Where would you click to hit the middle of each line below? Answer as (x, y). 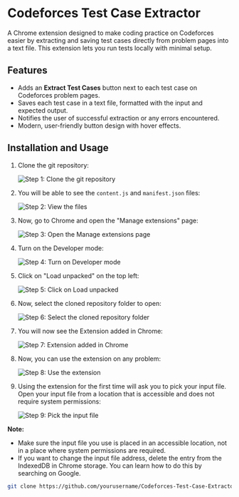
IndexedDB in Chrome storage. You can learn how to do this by (110, 466)
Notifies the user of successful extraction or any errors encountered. (118, 118)
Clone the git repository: (53, 165)
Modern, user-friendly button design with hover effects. (99, 125)
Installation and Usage (58, 148)
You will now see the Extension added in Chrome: (90, 331)
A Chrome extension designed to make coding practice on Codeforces (111, 33)
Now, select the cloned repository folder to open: (89, 303)
